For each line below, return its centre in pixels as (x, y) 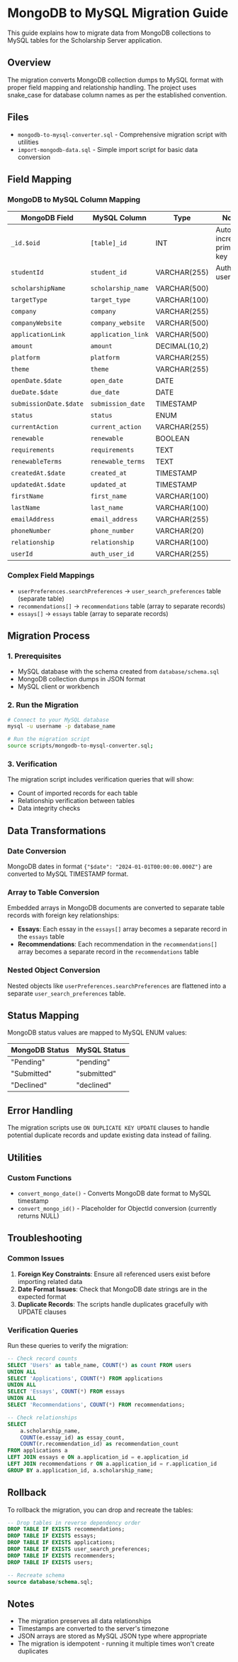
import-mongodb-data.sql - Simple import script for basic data (108, 149)
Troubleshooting (45, 1238)
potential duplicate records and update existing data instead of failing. (109, 1135)
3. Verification (33, 764)
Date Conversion (37, 851)
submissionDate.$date (47, 404)
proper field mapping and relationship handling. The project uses (102, 87)
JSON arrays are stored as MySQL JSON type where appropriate (112, 1636)
